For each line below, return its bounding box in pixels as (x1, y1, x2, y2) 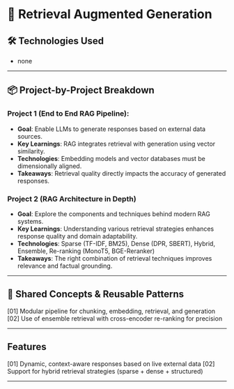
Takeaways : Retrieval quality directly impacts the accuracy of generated (17, 169, 226, 177)
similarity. (17, 146, 45, 155)
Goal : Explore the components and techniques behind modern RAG (17, 209, 210, 218)
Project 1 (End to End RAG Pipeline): (7, 109, 130, 119)
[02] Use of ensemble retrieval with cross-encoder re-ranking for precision (7, 314, 223, 323)
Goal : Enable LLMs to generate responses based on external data (17, 125, 206, 133)
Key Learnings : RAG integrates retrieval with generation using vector (17, 139, 216, 148)
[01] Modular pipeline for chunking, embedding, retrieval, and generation (7, 307, 216, 315)
